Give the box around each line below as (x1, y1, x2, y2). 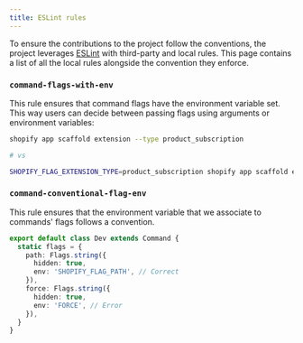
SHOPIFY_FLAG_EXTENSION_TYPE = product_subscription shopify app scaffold (9, 167, 289, 176)
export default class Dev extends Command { (9, 234, 179, 243)
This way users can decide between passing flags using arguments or (9, 107, 271, 118)
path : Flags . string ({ (25, 250, 106, 260)
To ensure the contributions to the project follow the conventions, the (9, 38, 267, 49)
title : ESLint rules (9, 13, 87, 23)
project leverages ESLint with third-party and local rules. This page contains (9, 47, 292, 59)
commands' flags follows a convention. (9, 216, 155, 227)
